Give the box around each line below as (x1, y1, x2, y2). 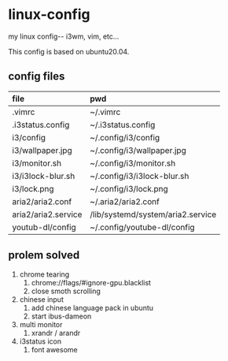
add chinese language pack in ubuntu (31, 303, 154, 312)
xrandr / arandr (31, 328, 81, 337)
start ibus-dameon (31, 311, 92, 321)
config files (8, 69, 65, 84)
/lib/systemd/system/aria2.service (90, 209, 217, 220)
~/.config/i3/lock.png (90, 183, 169, 194)
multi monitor (19, 319, 63, 329)
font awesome (31, 344, 78, 354)
